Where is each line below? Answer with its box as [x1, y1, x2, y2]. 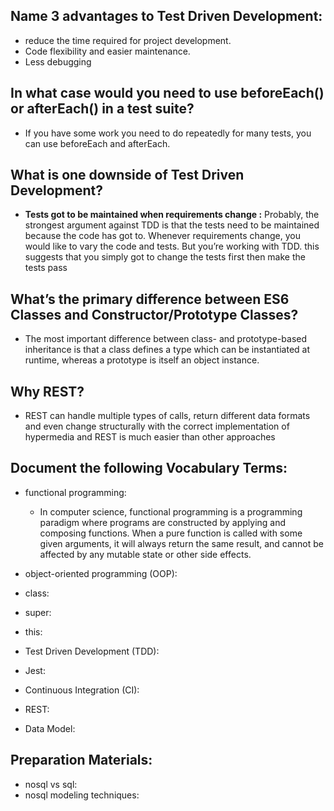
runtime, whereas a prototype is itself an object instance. [24, 354, 260, 366]
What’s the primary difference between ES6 [10, 290, 290, 308]
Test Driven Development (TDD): [24, 645, 160, 657]
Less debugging [24, 55, 92, 68]
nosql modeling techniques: [24, 789, 140, 801]
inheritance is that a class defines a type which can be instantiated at [24, 344, 310, 356]
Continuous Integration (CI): [24, 684, 140, 696]
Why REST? [10, 383, 85, 400]
